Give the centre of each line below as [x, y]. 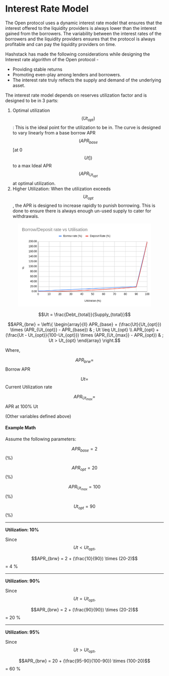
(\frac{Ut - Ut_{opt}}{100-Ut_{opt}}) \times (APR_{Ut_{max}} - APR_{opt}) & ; [84, 335]
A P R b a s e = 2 [84, 449]
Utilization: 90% [23, 581]
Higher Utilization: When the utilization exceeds [62, 189]
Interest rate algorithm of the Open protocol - [52, 59]
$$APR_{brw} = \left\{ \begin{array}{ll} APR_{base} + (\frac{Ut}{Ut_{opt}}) [84, 324]
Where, [13, 350]
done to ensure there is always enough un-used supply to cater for [82, 211]
